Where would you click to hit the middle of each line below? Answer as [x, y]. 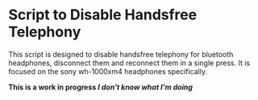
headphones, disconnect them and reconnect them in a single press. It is [129, 63]
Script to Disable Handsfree [103, 15]
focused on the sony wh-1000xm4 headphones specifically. [108, 71]
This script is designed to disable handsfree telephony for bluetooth [121, 54]
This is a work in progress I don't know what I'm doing [101, 87]
